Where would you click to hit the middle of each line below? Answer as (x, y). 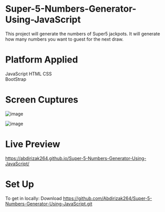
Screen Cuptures (42, 100)
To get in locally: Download (34, 198)
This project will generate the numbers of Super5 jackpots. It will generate (83, 34)
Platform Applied (42, 60)
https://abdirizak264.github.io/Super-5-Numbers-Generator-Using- (76, 158)
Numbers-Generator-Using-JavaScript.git (49, 203)
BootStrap (16, 79)
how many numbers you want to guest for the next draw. (64, 39)
